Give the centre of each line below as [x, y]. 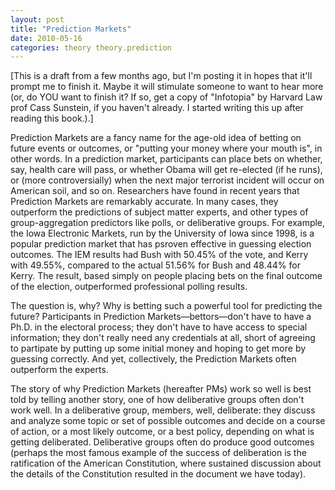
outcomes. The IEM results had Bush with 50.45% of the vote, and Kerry [159, 255]
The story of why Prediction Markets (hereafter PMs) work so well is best [161, 389]
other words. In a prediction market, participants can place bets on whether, [166, 159]
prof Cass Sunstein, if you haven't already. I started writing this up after [157, 108]
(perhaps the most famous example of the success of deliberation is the [158, 453]
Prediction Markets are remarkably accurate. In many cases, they [144, 202]
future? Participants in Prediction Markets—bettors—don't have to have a [161, 317]
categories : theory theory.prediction [91, 47]
